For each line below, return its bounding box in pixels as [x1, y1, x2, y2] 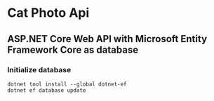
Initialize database [7, 65, 72, 74]
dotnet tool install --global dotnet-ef [7, 81, 128, 88]
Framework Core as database [7, 43, 139, 55]
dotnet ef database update [7, 86, 86, 94]
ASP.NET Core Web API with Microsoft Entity [7, 33, 208, 45]
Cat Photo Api [7, 5, 90, 21]
